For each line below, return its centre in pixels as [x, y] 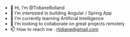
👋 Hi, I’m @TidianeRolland [37, 8]
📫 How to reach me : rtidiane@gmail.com [54, 29]
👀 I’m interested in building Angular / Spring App [61, 13]
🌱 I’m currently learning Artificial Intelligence [57, 18]
